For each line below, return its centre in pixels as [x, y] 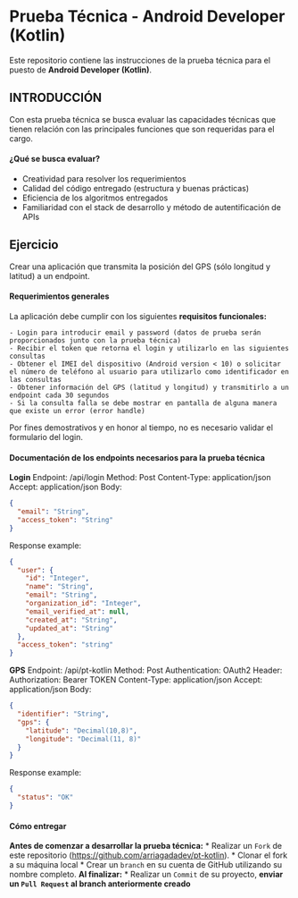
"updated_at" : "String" [70, 628]
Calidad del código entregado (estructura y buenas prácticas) [136, 188]
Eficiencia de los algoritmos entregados [95, 198]
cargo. [21, 138]
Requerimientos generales [59, 296]
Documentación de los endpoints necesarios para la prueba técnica [137, 457]
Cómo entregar [38, 826]
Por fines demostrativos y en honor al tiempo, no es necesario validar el [141, 428]
